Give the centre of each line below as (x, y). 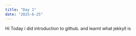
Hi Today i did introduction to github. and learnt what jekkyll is (68, 28)
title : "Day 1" (21, 10)
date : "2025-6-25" (24, 14)
